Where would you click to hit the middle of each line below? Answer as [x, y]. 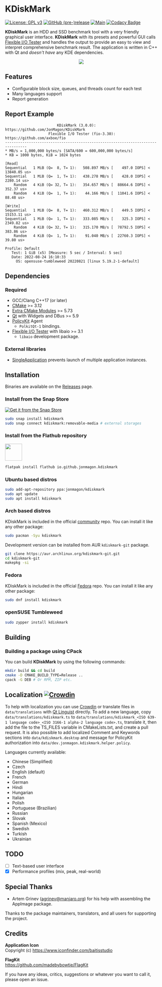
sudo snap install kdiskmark [34, 418]
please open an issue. [27, 980]
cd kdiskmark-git [22, 558]
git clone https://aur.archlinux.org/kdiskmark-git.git [62, 554]
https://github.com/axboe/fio [36, 138]
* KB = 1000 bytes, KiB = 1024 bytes [43, 155]
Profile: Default [22, 249]
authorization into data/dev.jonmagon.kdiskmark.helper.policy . [68, 743]
